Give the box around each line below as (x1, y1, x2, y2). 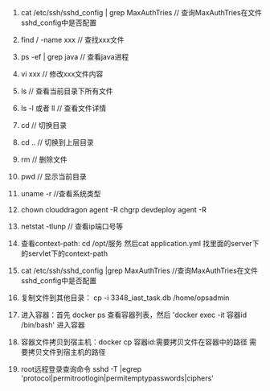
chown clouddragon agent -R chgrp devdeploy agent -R (20, 205, 207, 214)
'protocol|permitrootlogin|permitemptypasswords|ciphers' (20, 373, 214, 383)
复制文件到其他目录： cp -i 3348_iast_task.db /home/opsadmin (20, 293, 230, 303)
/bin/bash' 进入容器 (20, 320, 85, 329)
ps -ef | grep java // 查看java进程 (20, 52, 129, 61)
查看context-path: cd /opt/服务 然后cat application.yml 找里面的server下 (20, 239, 260, 248)
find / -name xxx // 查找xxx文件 (20, 35, 125, 44)
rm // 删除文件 (20, 154, 67, 164)
